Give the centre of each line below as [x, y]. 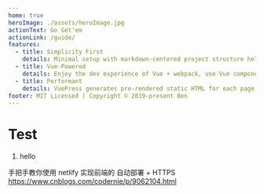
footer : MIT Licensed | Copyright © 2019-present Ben [98, 96]
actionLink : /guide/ [42, 37]
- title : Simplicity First [59, 52]
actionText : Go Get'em [45, 30]
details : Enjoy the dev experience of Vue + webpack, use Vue [126, 74]
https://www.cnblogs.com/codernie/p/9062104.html [92, 181]
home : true [26, 15]
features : [24, 45]
